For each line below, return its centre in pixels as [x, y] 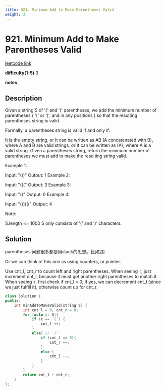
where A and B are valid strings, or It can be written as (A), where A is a [78, 145]
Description [24, 98]
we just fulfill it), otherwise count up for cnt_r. [51, 287]
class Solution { [23, 296]
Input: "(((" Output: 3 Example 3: [38, 185]
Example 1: [16, 166]
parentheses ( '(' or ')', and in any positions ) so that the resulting [71, 115]
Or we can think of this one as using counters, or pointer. [63, 262]
